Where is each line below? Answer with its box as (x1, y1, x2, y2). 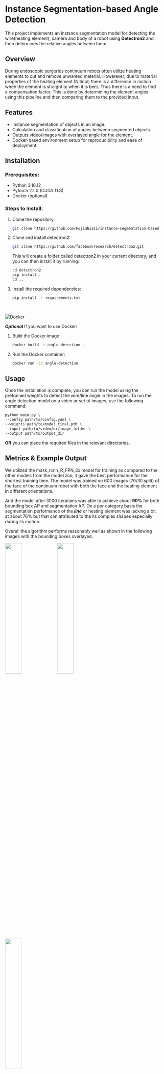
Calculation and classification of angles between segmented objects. (12, 126, 152, 132)
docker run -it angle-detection (12, 360, 78, 366)
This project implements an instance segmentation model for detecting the (5, 30, 156, 36)
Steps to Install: (5, 205, 43, 212)
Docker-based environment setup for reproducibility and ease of (12, 137, 143, 143)
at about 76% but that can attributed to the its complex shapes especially (5, 513, 153, 519)
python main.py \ (5, 413, 41, 418)
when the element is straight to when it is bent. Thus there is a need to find (5, 84, 156, 89)
